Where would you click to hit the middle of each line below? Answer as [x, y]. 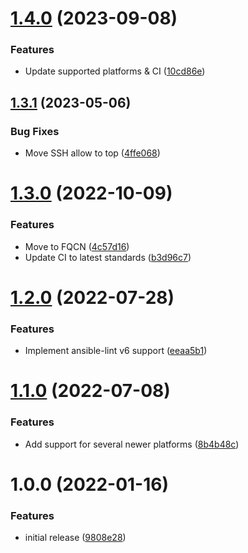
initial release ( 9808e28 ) [75, 538]
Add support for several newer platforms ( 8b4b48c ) [132, 444]
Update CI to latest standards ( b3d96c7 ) [108, 257]
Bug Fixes [35, 131]
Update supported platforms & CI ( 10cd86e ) [115, 71]
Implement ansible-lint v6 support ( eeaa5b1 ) [116, 351]
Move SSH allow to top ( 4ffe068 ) [92, 153]
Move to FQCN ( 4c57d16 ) [77, 246]
